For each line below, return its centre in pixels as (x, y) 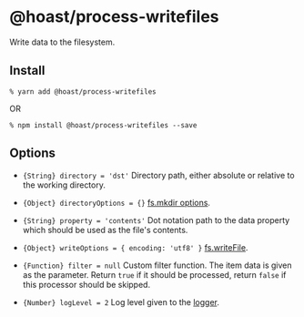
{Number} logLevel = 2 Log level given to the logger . (121, 302)
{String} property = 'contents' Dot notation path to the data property (156, 220)
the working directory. (64, 185)
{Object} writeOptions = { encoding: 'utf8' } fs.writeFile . (135, 247)
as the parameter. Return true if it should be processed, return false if (154, 274)
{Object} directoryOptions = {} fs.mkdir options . (117, 202)
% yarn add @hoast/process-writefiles (83, 92)
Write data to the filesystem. (62, 42)
